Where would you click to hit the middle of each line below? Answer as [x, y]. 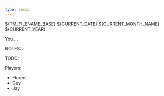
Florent [20, 77]
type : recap [17, 10]
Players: [13, 68]
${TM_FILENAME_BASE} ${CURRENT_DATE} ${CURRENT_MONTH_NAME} [82, 24]
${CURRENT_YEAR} [25, 29]
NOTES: [13, 48]
